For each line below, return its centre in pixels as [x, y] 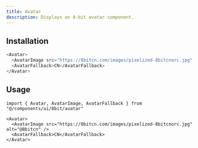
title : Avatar [24, 12]
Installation [27, 41]
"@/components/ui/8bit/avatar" [45, 108]
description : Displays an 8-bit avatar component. [70, 17]
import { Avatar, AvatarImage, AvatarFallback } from [74, 103]
